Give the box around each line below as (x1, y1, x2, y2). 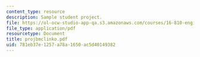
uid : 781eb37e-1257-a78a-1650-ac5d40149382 (6, 42, 116, 48)
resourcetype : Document (6, 31, 65, 37)
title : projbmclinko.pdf (6, 36, 68, 42)
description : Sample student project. (6, 14, 102, 20)
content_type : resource (6, 8, 65, 15)
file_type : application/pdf (6, 25, 76, 31)
